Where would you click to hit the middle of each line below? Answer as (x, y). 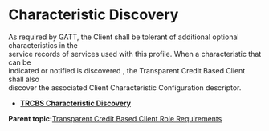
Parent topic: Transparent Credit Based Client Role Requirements (115, 118)
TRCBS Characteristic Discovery (75, 103)
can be (20, 62)
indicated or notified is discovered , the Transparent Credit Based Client (127, 70)
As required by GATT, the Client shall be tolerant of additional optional (124, 37)
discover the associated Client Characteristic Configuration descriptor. (125, 87)
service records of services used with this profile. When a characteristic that (135, 54)
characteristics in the (43, 45)
